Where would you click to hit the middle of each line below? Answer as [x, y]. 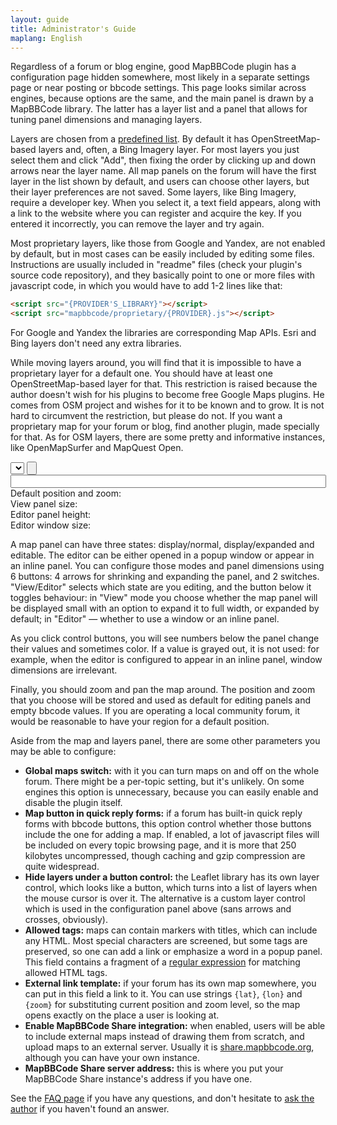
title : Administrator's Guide [73, 29]
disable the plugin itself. [73, 803]
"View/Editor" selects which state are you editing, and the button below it [161, 587]
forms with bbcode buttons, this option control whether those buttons [168, 824]
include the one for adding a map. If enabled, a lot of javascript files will [172, 835]
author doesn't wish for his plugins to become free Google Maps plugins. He [167, 395]
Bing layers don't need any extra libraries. [96, 343]
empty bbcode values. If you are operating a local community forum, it [155, 711]
